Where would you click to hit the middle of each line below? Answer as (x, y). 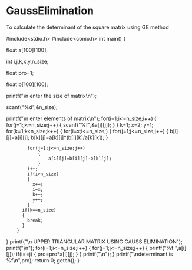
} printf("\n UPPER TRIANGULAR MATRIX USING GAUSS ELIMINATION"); (94, 241)
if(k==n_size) (39, 210)
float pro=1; (20, 73)
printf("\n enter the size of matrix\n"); (52, 96)
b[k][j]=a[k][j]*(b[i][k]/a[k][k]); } (69, 137)
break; (35, 220)
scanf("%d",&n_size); (32, 107)
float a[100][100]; (27, 50)
